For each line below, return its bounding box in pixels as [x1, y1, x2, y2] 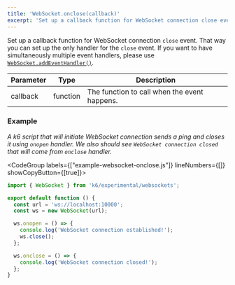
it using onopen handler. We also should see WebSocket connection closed [7, 139, 219, 148]
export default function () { [7, 194, 96, 202]
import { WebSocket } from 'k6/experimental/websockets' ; [7, 181, 180, 189]
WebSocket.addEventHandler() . [7, 58, 94, 67]
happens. [87, 95, 118, 105]
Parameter [10, 75, 47, 85]
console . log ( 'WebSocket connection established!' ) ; [20, 227, 173, 234]
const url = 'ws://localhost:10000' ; [13, 201, 124, 208]
